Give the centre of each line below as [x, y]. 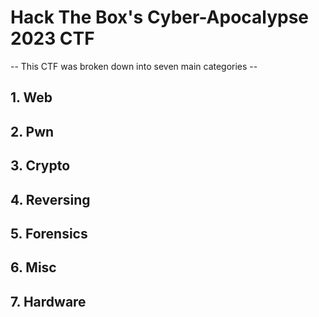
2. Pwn [32, 131]
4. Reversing [50, 199]
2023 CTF [52, 38]
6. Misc [33, 267]
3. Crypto [40, 166]
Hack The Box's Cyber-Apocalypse [160, 17]
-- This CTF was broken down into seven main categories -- [134, 66]
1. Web [31, 97]
